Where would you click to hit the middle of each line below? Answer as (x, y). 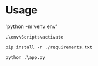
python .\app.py (25, 57)
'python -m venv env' (31, 26)
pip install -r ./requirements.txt (49, 47)
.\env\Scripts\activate (35, 37)
